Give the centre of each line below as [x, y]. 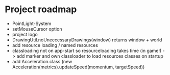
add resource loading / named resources [55, 45]
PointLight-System [32, 23]
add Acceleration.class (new [42, 61]
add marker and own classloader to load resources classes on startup [90, 56]
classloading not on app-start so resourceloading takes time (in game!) [87, 51]
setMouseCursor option [37, 29]
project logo [25, 34]
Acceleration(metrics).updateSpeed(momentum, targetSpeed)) [78, 67]
